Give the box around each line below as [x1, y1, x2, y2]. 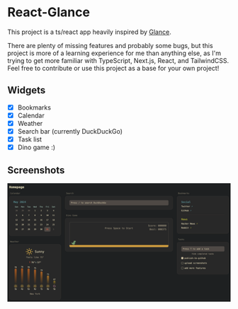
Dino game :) [17, 143, 55, 152]
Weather [17, 119, 43, 127]
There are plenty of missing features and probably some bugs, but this [7, 41, 214, 49]
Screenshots [7, 164, 65, 176]
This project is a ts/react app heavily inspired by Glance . [7, 28, 171, 36]
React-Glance [7, 4, 91, 21]
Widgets [7, 84, 46, 96]
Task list [17, 135, 42, 144]
